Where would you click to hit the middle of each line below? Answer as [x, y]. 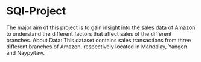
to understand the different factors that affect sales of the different [89, 33]
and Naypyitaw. [26, 52]
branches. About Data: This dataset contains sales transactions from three [99, 40]
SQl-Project [36, 11]
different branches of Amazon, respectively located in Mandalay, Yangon [97, 46]
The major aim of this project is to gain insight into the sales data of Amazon [101, 27]
